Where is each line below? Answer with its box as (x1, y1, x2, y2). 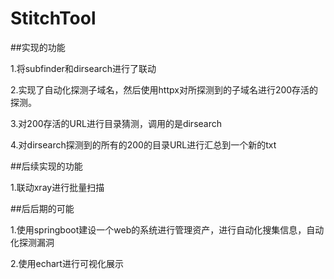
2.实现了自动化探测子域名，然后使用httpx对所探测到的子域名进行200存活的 (10, 83, 319, 96)
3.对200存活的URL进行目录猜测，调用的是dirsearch (10, 117, 223, 129)
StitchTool (10, 7, 97, 30)
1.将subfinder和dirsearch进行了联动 (10, 62, 157, 74)
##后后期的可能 (10, 202, 75, 214)
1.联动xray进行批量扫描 (10, 181, 105, 193)
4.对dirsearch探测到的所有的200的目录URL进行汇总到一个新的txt (10, 138, 277, 151)
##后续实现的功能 (10, 160, 83, 172)
